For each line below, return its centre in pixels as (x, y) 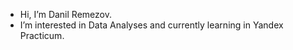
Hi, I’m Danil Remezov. (65, 14)
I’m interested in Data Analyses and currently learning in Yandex (151, 25)
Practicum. (42, 35)
